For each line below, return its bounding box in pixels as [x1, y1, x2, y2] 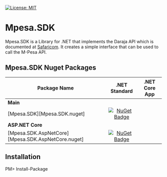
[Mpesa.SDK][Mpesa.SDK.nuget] [7, 110, 85, 117]
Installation [5, 153, 41, 161]
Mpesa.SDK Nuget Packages [5, 64, 96, 72]
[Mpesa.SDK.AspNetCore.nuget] [7, 136, 84, 143]
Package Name [37, 85, 74, 91]
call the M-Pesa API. [5, 49, 47, 55]
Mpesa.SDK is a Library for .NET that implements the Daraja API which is [5, 38, 154, 44]
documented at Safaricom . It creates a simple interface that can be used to [5, 44, 159, 50]
